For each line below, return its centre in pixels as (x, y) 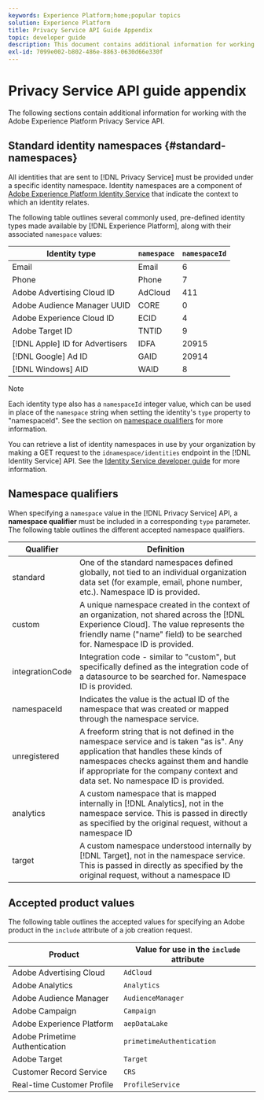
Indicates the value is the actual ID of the (155, 699)
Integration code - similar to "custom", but (158, 656)
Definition (165, 549)
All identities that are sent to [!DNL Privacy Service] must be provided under (131, 177)
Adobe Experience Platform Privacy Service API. (86, 121)
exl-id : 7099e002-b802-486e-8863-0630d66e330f (86, 52)
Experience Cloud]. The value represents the (162, 624)
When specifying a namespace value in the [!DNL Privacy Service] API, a (123, 513)
